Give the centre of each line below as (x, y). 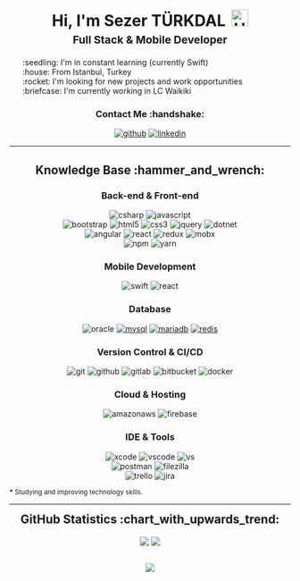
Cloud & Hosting (150, 394)
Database (150, 309)
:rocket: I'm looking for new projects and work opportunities (132, 81)
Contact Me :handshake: (150, 114)
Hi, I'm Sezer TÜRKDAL (139, 21)
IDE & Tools (150, 437)
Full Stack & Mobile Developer (150, 40)
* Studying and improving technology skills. (76, 492)
